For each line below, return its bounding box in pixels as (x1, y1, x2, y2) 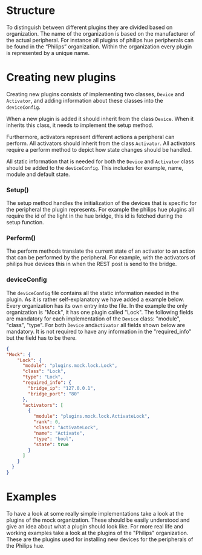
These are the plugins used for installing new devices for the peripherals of (6, 536, 194, 543)
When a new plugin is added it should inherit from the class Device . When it (6, 115, 194, 122)
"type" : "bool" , (33, 436, 74, 442)
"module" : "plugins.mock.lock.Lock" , (22, 363, 118, 369)
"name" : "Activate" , (33, 430, 85, 436)
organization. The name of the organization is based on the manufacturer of (6, 30, 195, 37)
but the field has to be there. (6, 334, 77, 342)
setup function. (6, 219, 44, 226)
